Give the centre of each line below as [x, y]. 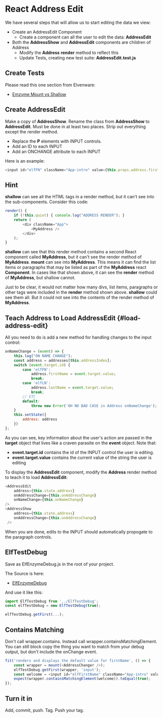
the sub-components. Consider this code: [47, 202]
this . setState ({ [30, 415]
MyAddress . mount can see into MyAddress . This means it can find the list [81, 262]
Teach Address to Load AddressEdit [60, 318]
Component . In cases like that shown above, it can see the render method [80, 273]
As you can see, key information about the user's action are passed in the [79, 437]
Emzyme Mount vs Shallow [39, 94]
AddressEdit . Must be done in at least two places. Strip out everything [75, 126]
